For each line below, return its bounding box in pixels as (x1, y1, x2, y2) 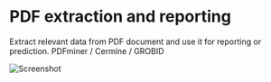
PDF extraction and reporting (9, 6, 232, 27)
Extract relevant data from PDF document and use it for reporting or (9, 36, 262, 47)
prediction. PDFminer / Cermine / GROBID (9, 45, 164, 56)
